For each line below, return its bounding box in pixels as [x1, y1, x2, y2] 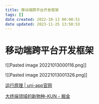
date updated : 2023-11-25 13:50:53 [5, 21, 80, 27]
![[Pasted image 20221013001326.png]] [5, 72, 87, 78]
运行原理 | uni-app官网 [5, 82, 52, 89]
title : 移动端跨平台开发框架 [5, 7, 59, 13]
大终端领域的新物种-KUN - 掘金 [5, 93, 71, 99]
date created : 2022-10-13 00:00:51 [5, 17, 80, 22]
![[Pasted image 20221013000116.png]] [5, 62, 87, 68]
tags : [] [5, 12, 24, 17]
